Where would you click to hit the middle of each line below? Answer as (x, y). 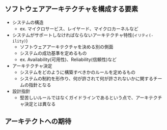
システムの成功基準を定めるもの (53, 53)
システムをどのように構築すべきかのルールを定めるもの (78, 72)
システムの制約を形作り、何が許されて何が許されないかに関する (87, 78)
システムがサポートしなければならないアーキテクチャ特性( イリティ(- (83, 35)
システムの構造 (28, 22)
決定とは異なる (40, 104)
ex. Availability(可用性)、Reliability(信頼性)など (68, 59)
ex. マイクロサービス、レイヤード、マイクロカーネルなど (79, 28)
